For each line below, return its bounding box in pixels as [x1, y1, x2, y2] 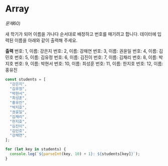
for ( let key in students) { [5, 147, 66, 152]
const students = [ [5, 76, 46, 82]
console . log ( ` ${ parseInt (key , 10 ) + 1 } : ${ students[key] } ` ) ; [10, 151, 140, 156]
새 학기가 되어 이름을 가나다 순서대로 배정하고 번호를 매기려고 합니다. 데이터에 [5, 31, 156, 37]
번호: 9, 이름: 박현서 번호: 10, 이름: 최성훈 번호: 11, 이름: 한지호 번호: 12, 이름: [14, 60, 163, 66]
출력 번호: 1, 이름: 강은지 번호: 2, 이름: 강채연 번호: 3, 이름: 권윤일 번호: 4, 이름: [5, 48, 158, 54]
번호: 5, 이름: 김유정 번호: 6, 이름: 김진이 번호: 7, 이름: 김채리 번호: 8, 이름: [14, 54, 158, 60]
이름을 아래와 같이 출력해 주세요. [14, 37, 78, 43]
